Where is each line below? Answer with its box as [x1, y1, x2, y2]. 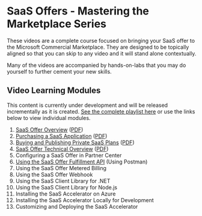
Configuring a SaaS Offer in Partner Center [15, 151, 122, 159]
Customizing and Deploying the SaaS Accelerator [15, 203, 138, 210]
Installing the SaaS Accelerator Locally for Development [15, 196, 154, 203]
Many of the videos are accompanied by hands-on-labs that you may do [7, 62, 186, 69]
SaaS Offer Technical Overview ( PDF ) [15, 145, 109, 152]
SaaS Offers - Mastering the [7, 4, 150, 18]
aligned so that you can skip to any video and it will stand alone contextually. [7, 49, 197, 57]
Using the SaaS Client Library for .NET [15, 177, 111, 185]
